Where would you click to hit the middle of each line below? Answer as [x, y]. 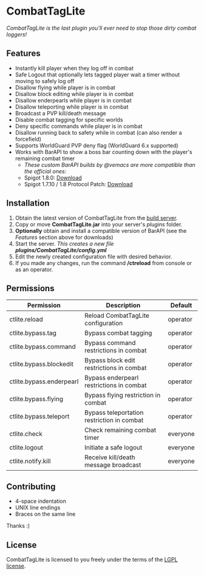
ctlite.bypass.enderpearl [44, 382]
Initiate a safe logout [114, 448]
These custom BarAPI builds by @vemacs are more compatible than [110, 164]
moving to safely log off [45, 81]
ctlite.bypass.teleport [39, 417]
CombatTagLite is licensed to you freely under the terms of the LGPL [92, 560]
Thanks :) [18, 526]
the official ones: [45, 171]
